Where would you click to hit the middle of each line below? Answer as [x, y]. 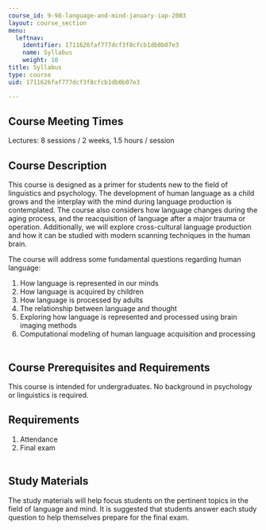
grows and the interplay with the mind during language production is [120, 202]
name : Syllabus [48, 53]
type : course [30, 75]
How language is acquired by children [82, 292]
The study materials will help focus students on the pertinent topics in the [128, 500]
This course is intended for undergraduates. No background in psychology [130, 386]
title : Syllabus [35, 68]
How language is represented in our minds [89, 283]
